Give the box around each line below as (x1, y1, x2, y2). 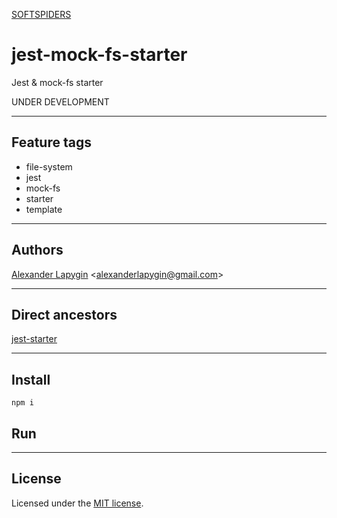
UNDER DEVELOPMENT (11, 95, 110, 108)
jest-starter (11, 333, 58, 345)
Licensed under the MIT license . (11, 497, 144, 509)
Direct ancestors (11, 306, 118, 323)
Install (11, 371, 51, 388)
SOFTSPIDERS (11, 9, 72, 20)
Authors (11, 242, 64, 259)
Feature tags (11, 134, 92, 151)
